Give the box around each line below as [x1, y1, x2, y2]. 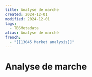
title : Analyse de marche [5, 7, 59, 12]
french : [5, 35, 21, 40]
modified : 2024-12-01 [5, 16, 50, 21]
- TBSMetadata [9, 26, 39, 31]
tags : [5, 21, 16, 26]
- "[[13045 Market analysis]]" [9, 40, 75, 45]
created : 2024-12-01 [5, 12, 48, 17]
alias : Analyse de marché [5, 30, 59, 35]
